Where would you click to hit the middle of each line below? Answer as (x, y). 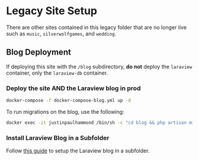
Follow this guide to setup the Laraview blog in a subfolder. (78, 151)
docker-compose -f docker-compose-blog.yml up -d (69, 101)
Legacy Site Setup (52, 11)
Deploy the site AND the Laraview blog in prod (73, 88)
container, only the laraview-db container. (57, 73)
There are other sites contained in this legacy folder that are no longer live (97, 27)
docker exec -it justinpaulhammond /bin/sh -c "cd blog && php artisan (96, 123)
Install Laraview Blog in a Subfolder (58, 137)
